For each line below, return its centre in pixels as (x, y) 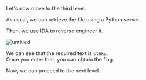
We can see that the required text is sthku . (57, 53)
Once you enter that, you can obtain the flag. (60, 59)
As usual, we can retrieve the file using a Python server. (73, 19)
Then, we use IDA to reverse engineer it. (55, 31)
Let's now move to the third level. (46, 8)
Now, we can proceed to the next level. (53, 71)
